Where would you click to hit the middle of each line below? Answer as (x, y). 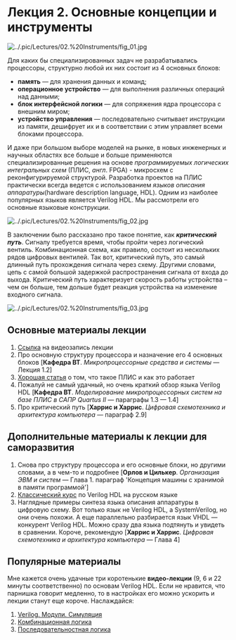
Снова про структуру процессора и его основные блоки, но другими (122, 465)
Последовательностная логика (64, 629)
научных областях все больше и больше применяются (90, 155)
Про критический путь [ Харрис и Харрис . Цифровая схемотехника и (122, 407)
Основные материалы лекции (77, 331)
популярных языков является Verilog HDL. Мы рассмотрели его (103, 200)
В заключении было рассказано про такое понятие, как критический (112, 234)
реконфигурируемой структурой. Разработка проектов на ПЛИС (105, 177)
